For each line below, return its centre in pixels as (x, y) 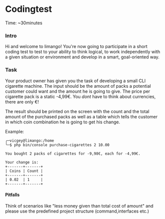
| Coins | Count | (24, 171)
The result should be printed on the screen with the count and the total (77, 111)
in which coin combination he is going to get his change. (63, 122)
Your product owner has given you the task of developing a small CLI (76, 81)
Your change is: (22, 162)
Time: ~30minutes (24, 23)
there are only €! (22, 102)
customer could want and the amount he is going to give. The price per (78, 91)
